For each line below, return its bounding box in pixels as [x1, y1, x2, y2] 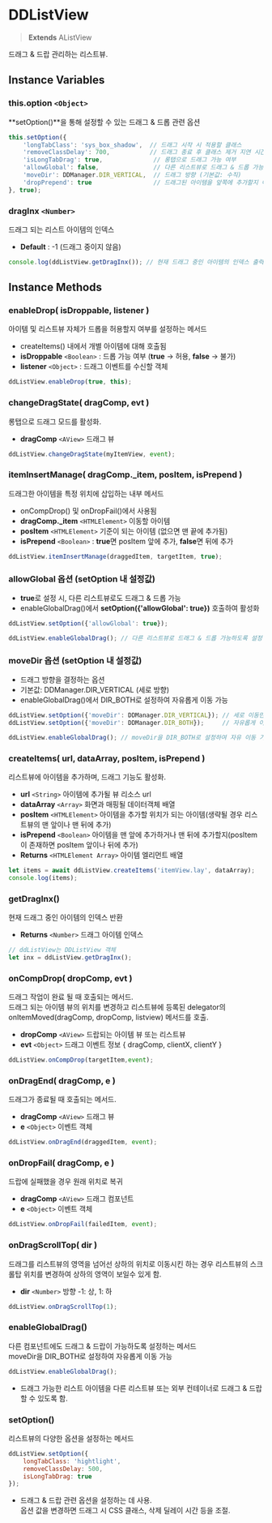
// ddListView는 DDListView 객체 [8, 946, 116, 955]
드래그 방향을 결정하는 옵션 [19, 675, 105, 684]
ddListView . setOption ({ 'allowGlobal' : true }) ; [8, 620, 168, 628]
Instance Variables [8, 73, 105, 87]
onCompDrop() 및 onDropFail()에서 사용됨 [19, 505, 157, 516]
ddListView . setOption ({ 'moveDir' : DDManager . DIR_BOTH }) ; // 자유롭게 [8, 719, 256, 727]
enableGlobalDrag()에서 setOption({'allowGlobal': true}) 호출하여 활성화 [19, 603, 260, 613]
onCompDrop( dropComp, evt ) [8, 972, 133, 984]
